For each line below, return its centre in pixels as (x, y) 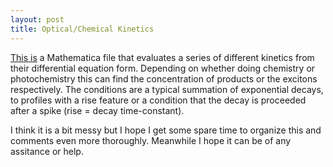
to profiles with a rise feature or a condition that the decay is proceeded (158, 100)
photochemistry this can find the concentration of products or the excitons (164, 78)
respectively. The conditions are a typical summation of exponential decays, (167, 89)
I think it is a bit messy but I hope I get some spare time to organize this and (166, 130)
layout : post (37, 19)
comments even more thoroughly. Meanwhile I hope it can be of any (151, 140)
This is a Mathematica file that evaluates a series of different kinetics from (162, 57)
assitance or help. (47, 151)
